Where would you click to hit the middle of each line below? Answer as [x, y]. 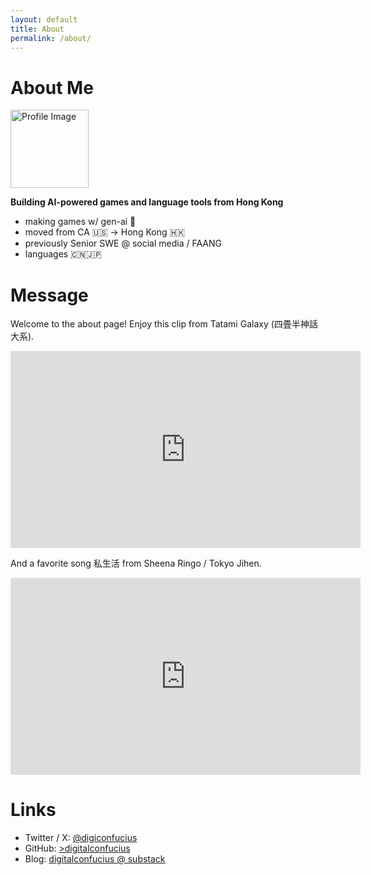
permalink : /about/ [51, 38]
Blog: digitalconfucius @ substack [95, 859]
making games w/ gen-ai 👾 [80, 222]
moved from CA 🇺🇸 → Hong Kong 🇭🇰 [105, 232]
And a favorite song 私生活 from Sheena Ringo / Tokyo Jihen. [136, 563]
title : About [37, 29]
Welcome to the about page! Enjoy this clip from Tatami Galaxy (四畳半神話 [164, 324]
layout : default [44, 19]
